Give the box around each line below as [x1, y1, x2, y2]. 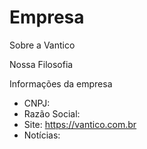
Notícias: [23, 129, 61, 141]
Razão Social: [23, 107, 81, 120]
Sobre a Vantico [9, 39, 76, 51]
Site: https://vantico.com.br [23, 118, 137, 130]
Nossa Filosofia [9, 58, 74, 70]
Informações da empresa [9, 77, 113, 90]
